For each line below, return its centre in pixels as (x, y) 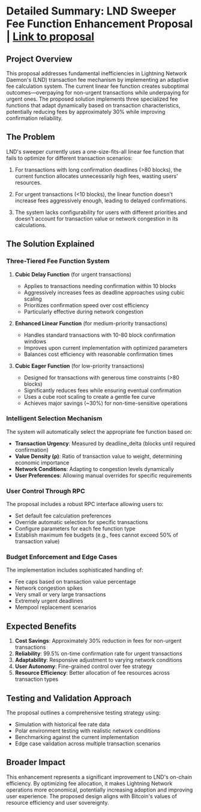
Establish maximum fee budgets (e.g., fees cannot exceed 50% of (96, 535)
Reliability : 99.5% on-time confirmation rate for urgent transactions (98, 654)
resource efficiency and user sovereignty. (58, 802)
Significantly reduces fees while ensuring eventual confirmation (103, 390)
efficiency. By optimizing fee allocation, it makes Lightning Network (89, 783)
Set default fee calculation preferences (63, 516)
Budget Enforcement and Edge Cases (62, 557)
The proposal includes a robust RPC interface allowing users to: (85, 504)
